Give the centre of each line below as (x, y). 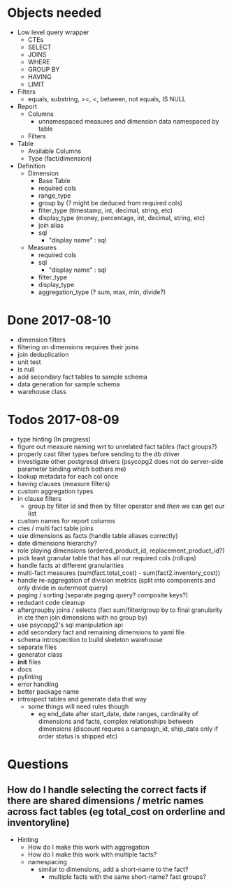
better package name (48, 691)
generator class (40, 654)
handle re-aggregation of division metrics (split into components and (116, 580)
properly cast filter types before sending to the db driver (99, 454)
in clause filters (39, 498)
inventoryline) (38, 823)
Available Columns (55, 151)
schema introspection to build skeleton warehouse (90, 639)
